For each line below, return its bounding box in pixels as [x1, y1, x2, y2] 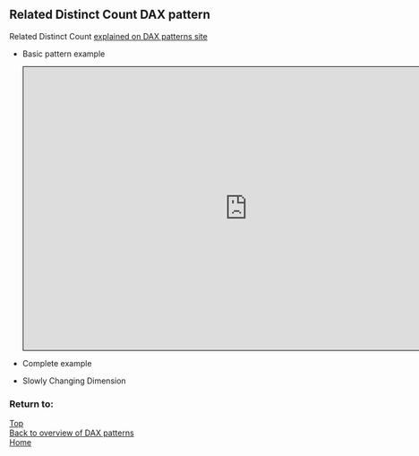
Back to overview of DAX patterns [9, 427, 134, 438]
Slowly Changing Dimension [21, 375, 127, 386]
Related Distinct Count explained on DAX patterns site [9, 30, 208, 41]
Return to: [9, 398, 54, 410]
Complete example [21, 357, 92, 368]
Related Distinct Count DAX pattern [9, 7, 210, 22]
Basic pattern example [21, 48, 106, 59]
